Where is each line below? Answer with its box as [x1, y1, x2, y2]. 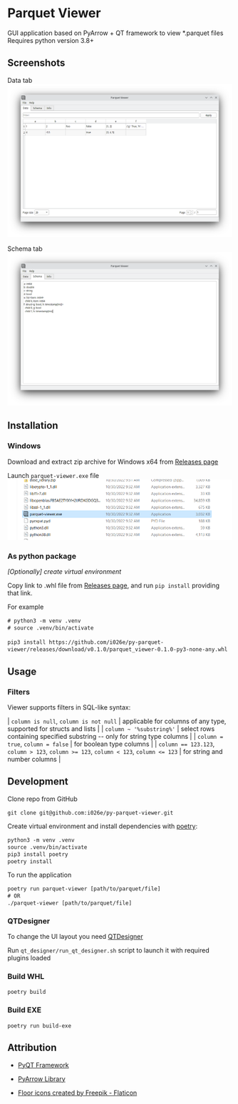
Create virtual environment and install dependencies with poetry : [7, 822, 198, 830]
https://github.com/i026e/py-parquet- [48, 639, 164, 646]
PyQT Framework [17, 1060, 69, 1069]
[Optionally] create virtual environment [7, 567, 122, 576]
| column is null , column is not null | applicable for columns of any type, [7, 717, 227, 726]
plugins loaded [7, 954, 51, 963]
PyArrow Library [17, 1074, 66, 1083]
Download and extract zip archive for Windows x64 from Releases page [7, 457, 219, 466]
